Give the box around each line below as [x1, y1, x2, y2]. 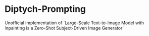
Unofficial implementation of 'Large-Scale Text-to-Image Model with [4, 20, 144, 26]
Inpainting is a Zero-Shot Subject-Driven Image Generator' [4, 25, 124, 31]
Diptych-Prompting [4, 3, 86, 15]
